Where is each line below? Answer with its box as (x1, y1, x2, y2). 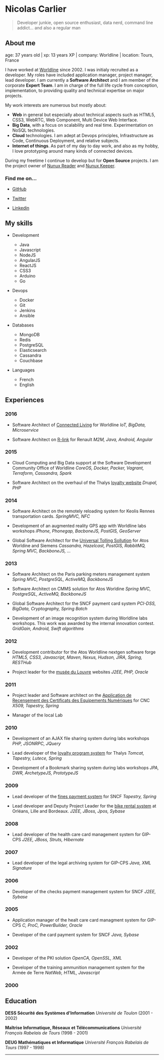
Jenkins (19, 307, 36, 313)
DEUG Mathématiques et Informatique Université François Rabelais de (5, 1039, 149, 1045)
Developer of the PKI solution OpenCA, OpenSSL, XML (12, 955, 122, 961)
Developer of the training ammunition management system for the (12, 965, 145, 970)
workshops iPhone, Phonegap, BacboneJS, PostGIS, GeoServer (12, 528, 141, 534)
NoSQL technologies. (12, 127, 55, 133)
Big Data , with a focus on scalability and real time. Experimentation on (12, 122, 153, 128)
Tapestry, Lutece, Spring (12, 755, 62, 761)
